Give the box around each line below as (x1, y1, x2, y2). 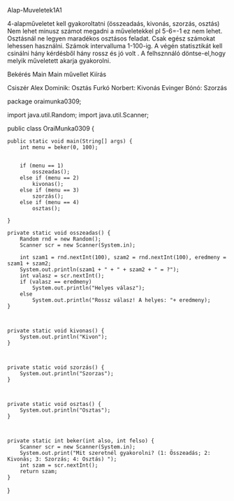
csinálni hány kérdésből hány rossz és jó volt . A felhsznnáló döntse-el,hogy (7, 49, 226, 57)
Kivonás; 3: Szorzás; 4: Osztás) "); (7, 456, 117, 463)
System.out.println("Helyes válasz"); (32, 284, 145, 291)
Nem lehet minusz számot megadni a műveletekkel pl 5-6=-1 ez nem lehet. (7, 27, 223, 35)
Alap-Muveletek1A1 (7, 6, 63, 14)
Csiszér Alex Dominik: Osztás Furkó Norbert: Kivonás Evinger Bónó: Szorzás (7, 84, 228, 92)
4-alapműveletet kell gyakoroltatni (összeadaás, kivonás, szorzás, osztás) (7, 20, 220, 27)
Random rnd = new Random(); (20, 235, 101, 242)
